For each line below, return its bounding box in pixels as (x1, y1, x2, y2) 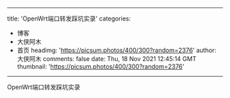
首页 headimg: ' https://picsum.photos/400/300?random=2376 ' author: (16, 46, 217, 54)
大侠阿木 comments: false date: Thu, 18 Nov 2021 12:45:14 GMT (16, 55, 196, 62)
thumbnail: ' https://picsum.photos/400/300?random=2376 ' (16, 62, 185, 71)
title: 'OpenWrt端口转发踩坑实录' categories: (7, 14, 131, 23)
